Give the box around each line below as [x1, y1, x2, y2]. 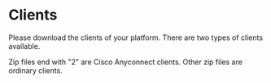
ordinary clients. [8, 65, 63, 75]
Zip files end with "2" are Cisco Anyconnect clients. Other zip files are [8, 57, 243, 67]
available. [8, 41, 41, 50]
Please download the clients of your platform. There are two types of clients [8, 33, 263, 42]
